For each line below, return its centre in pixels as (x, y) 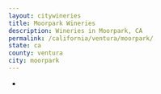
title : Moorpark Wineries (52, 23)
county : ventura (36, 53)
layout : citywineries (45, 16)
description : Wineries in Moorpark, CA (76, 31)
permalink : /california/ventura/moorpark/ (81, 38)
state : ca (25, 46)
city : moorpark (34, 61)
